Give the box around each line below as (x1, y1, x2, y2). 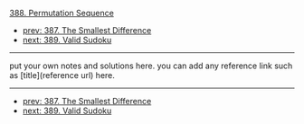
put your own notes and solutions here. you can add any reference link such (9, 60, 293, 71)
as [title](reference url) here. (9, 70, 116, 80)
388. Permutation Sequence (9, 8, 115, 18)
